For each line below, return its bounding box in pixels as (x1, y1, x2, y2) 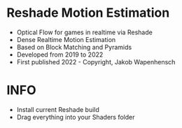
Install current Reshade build (16, 105, 99, 113)
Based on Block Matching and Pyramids (16, 43, 132, 51)
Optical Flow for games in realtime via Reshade (16, 28, 153, 36)
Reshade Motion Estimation (6, 5, 170, 21)
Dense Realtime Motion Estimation (16, 35, 116, 43)
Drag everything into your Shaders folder (16, 113, 135, 121)
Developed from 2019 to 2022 (16, 50, 104, 59)
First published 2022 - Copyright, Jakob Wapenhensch (16, 57, 176, 66)
